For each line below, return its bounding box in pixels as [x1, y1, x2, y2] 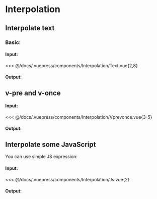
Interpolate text [5, 24, 55, 32]
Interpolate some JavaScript [5, 140, 96, 148]
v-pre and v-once [5, 88, 61, 97]
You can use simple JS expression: [5, 154, 78, 160]
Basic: [5, 39, 21, 46]
